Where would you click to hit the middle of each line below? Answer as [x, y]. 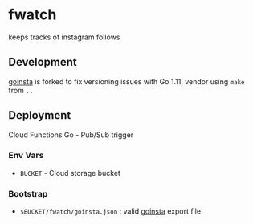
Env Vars [26, 156]
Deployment [40, 115]
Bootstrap [28, 193]
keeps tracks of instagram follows [64, 37]
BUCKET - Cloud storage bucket [70, 173]
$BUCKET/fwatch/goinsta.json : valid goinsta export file [110, 211]
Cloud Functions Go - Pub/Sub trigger [71, 135]
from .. [21, 90]
